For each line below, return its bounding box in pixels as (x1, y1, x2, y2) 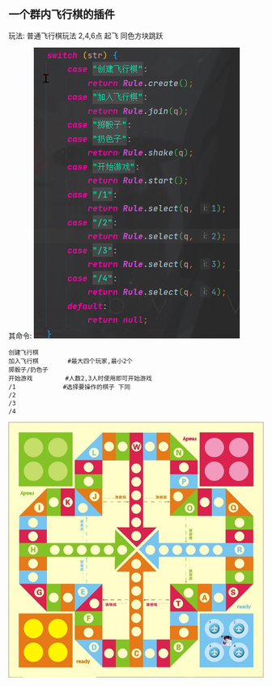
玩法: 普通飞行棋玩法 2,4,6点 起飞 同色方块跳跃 (8, 31, 164, 41)
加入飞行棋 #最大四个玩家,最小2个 (8, 357, 134, 365)
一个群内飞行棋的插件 (8, 7, 115, 22)
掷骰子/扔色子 (8, 366, 49, 374)
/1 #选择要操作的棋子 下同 (8, 383, 131, 391)
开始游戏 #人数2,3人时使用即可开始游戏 (8, 374, 152, 383)
